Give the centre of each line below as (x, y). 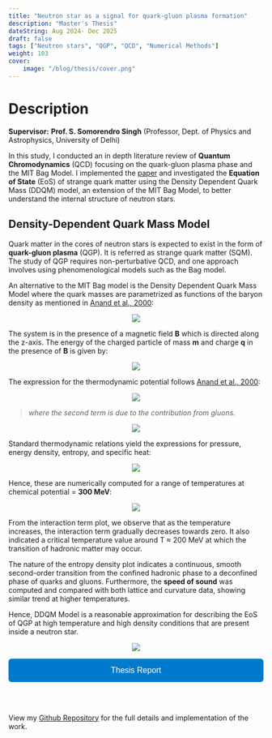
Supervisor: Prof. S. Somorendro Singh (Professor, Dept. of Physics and (130, 131)
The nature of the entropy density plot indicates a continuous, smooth (125, 564)
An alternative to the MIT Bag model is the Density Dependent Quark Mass (133, 285)
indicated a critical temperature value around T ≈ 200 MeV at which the (127, 539)
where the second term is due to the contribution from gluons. (132, 412)
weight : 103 (28, 54)
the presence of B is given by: (58, 350)
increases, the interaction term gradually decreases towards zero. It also (129, 531)
